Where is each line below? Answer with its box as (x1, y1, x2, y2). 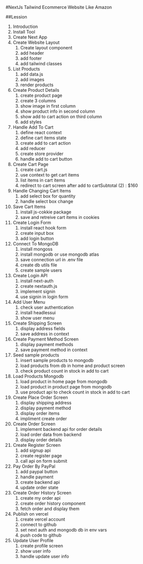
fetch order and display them (20, 506, 80, 512)
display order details (20, 437, 63, 443)
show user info (20, 548, 51, 554)
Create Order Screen (12, 421, 56, 427)
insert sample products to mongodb (20, 358, 94, 363)
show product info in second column (20, 108, 95, 114)
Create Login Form (12, 219, 52, 225)
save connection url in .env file (20, 257, 83, 262)
